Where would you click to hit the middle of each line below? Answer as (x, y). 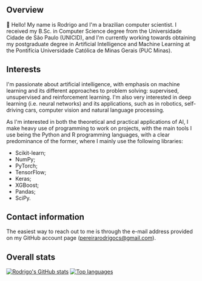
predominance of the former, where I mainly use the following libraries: (95, 141)
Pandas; (25, 191)
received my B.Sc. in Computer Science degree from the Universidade (94, 31)
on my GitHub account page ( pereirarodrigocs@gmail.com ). (81, 238)
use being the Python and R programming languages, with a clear (88, 134)
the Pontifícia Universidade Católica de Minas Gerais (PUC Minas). (89, 50)
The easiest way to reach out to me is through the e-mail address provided (99, 232)
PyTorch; (26, 166)
